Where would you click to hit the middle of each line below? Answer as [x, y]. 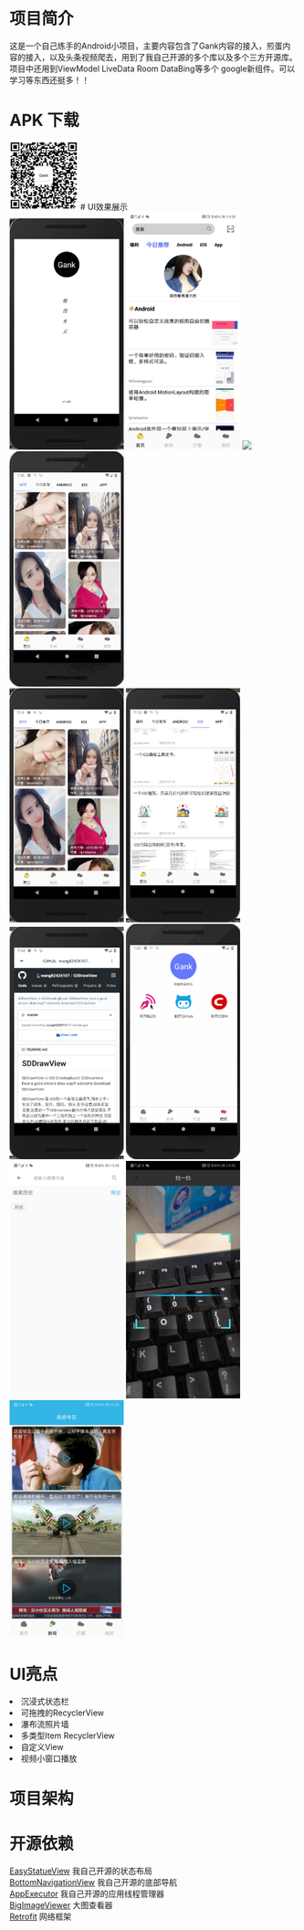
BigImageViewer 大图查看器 [61, 1905]
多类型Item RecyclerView [68, 1735]
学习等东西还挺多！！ [49, 79]
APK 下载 [44, 121]
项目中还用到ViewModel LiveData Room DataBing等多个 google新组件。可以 [152, 69]
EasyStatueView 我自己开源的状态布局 [81, 1871]
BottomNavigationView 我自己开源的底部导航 [94, 1883]
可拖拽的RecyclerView [63, 1713]
